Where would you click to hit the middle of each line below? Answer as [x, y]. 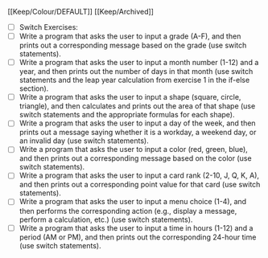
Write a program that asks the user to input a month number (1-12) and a [139, 63]
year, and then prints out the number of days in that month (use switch [136, 72]
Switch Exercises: [48, 27]
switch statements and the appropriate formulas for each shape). [127, 115]
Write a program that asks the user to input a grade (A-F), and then [130, 36]
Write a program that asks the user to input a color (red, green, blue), [134, 149]
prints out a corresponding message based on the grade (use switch [133, 45]
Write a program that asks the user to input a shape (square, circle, [130, 97]
